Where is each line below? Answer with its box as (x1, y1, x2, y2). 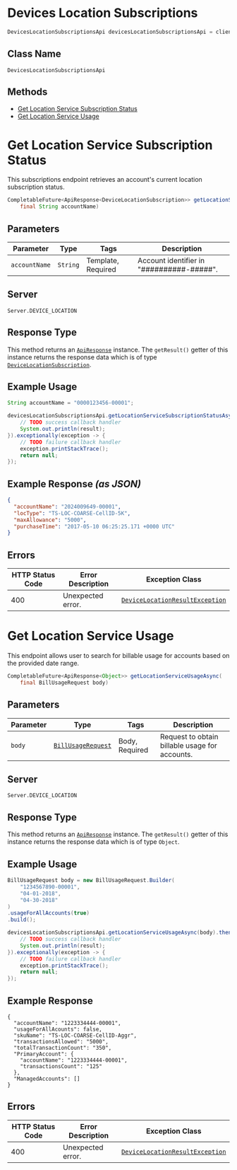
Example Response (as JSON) (7, 477, 141, 490)
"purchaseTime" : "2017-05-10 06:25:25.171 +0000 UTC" (13, 523, 175, 530)
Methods (7, 86, 48, 98)
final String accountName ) (20, 203, 99, 210)
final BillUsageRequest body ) (20, 679, 109, 686)
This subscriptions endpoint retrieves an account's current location (7, 175, 202, 184)
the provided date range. (7, 659, 80, 668)
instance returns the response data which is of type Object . (7, 838, 180, 846)
